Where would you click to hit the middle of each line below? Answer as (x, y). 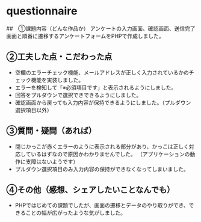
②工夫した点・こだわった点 (59, 57)
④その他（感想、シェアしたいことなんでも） (91, 190)
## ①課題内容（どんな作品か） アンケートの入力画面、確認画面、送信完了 (101, 28)
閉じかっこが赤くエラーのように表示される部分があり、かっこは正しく (102, 146)
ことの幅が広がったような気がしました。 (76, 213)
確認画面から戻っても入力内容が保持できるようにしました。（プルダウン (103, 102)
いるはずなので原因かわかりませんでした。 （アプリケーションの (110, 154)
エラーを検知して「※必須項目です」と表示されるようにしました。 (96, 87)
